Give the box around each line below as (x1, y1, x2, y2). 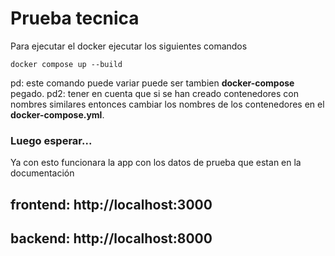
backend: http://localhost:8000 (10, 230, 213, 247)
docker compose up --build (10, 59, 123, 69)
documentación (10, 167, 75, 179)
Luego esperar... (10, 133, 93, 147)
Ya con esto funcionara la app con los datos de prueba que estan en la (10, 157, 302, 169)
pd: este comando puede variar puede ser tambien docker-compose (10, 77, 295, 89)
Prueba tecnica (10, 7, 140, 30)
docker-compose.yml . (10, 108, 105, 121)
